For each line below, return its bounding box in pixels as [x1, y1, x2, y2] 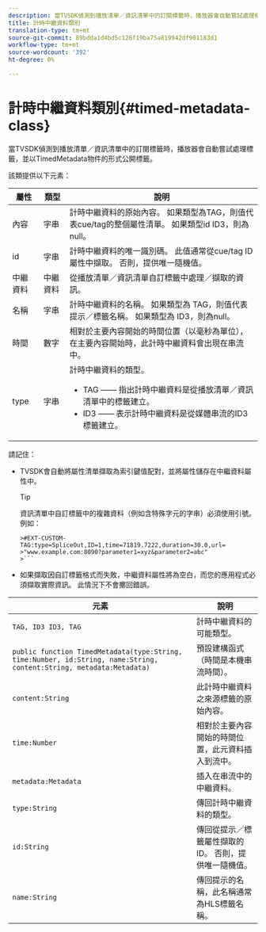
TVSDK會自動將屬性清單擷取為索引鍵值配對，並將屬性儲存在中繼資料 [19, 466, 245, 476]
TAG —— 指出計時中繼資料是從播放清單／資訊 [82, 384, 254, 395]
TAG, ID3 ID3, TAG [12, 622, 82, 631]
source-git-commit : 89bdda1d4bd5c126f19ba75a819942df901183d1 [8, 33, 218, 42]
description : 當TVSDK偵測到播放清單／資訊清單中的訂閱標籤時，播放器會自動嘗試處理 [8, 11, 255, 20]
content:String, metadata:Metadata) [12, 663, 150, 672]
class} [8, 116, 51, 135]
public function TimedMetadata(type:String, [12, 647, 183, 656]
